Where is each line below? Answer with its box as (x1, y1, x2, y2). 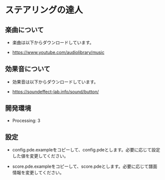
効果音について (5, 65, 51, 73)
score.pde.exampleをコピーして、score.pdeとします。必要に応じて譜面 (12, 163, 158, 170)
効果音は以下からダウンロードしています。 (12, 79, 99, 85)
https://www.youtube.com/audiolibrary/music (12, 50, 105, 55)
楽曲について (5, 26, 44, 34)
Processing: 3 (12, 118, 40, 123)
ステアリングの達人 (5, 4, 83, 16)
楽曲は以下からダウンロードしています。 (12, 40, 94, 45)
